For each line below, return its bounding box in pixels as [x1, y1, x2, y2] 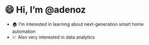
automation [12, 28, 36, 34]
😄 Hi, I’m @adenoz [5, 4, 86, 16]
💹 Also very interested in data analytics [12, 34, 95, 40]
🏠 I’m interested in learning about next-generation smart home [12, 21, 144, 27]
